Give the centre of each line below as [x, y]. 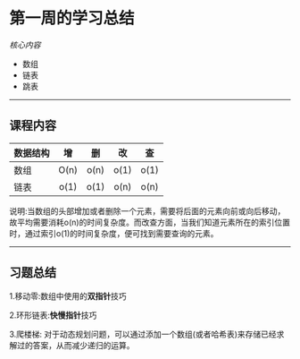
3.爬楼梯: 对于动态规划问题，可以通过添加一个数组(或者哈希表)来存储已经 [143, 334]
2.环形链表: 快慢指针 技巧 [53, 315]
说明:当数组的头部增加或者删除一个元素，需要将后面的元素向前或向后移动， [147, 210]
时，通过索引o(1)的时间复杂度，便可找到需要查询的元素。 [114, 233]
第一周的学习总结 [72, 18]
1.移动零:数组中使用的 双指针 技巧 [68, 295]
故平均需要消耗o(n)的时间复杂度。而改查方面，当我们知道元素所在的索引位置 [150, 222]
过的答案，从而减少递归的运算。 [75, 345]
